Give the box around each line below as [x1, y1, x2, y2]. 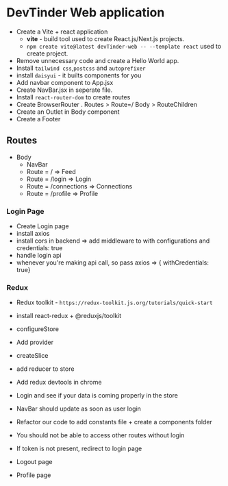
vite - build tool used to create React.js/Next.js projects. [26, 34, 185, 42]
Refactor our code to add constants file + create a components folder [16, 418, 213, 426]
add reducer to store [16, 365, 75, 373]
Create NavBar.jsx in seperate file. [16, 86, 113, 94]
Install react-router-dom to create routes [16, 93, 131, 101]
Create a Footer [16, 114, 61, 123]
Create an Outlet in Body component [16, 108, 120, 116]
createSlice [16, 352, 49, 360]
